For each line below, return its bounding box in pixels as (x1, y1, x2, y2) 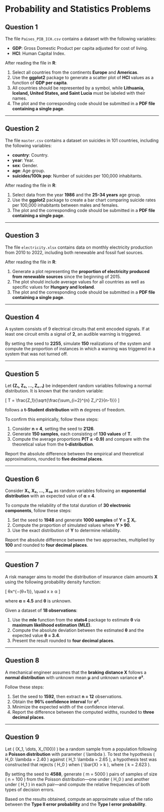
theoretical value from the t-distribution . (12, 441, 94, 448)
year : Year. (12, 157, 35, 163)
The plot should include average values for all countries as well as (12, 278, 145, 284)
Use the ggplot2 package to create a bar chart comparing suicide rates (12, 197, 156, 203)
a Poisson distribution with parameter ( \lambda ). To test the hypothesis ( (5, 751, 155, 757)
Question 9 (5, 733, 40, 741)
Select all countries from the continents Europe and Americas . (12, 69, 139, 75)
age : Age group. (12, 168, 45, 173)
